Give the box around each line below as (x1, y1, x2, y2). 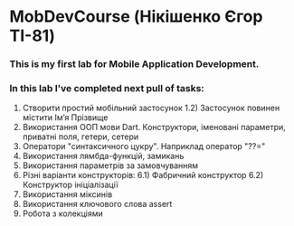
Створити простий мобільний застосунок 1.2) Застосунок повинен (22, 102, 280, 114)
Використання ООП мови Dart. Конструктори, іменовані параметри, (22, 122, 287, 133)
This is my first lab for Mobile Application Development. (9, 58, 260, 71)
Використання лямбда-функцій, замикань (22, 151, 185, 162)
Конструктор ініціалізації (22, 179, 119, 191)
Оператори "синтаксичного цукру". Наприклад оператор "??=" (22, 141, 266, 152)
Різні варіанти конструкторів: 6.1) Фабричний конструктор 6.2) (22, 170, 264, 181)
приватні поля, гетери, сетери (22, 131, 139, 142)
